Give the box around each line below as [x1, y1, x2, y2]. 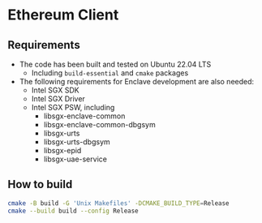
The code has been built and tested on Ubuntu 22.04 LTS [19, 59, 212, 69]
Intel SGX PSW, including [31, 103, 115, 112]
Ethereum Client [7, 6, 119, 24]
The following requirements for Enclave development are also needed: [19, 77, 255, 86]
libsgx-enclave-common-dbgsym [43, 120, 156, 129]
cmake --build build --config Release [7, 207, 139, 215]
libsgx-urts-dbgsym [43, 137, 110, 147]
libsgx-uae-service [43, 154, 107, 164]
